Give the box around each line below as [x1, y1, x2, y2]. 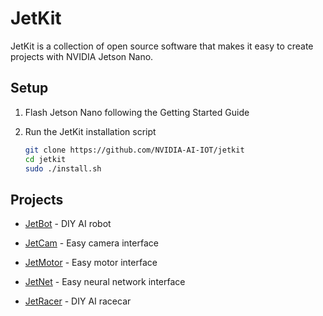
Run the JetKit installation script [24, 125, 157, 137]
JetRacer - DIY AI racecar [24, 295, 132, 307]
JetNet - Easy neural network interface [24, 276, 186, 288]
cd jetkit [24, 154, 67, 164]
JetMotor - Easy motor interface [24, 257, 158, 269]
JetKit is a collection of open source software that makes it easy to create [10, 40, 314, 52]
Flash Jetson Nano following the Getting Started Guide [24, 106, 250, 118]
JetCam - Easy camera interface [24, 237, 159, 249]
